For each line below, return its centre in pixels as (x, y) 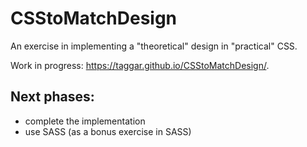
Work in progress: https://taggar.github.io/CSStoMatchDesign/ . (140, 65)
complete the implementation (85, 121)
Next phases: (52, 97)
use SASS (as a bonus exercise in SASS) (108, 131)
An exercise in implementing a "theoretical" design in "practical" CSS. (154, 46)
